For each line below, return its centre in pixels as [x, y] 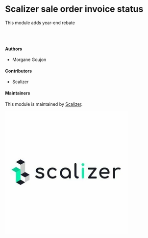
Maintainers [18, 93]
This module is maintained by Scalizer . [44, 104]
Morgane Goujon [29, 59]
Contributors [19, 71]
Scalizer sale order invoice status [74, 9]
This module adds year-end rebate [40, 23]
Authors [14, 49]
